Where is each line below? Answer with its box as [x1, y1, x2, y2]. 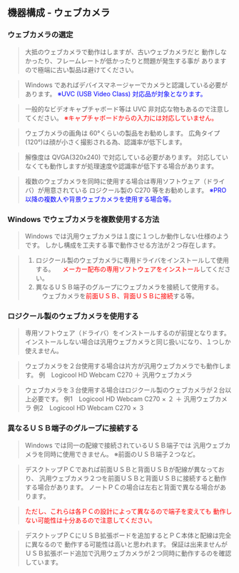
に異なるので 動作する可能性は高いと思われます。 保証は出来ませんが [24, 539, 228, 548]
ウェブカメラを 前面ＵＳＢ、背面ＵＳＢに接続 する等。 [41, 291, 198, 300]
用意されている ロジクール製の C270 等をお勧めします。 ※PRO [44, 186, 227, 194]
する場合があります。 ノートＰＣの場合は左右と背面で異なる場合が [24, 482, 220, 491]
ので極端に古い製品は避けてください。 [24, 65, 138, 73]
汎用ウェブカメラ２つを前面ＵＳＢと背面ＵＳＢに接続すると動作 [39, 474, 227, 482]
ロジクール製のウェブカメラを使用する [7, 311, 139, 321]
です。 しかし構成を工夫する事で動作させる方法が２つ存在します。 [24, 240, 220, 249]
